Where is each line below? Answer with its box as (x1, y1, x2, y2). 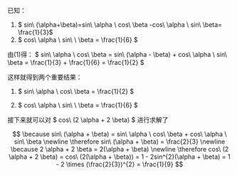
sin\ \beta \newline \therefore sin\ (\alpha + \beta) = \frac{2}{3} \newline (14, 137, 226, 146)
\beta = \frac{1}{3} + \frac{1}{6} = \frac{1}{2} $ (7, 58, 144, 66)
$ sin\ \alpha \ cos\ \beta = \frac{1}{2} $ (17, 87, 134, 95)
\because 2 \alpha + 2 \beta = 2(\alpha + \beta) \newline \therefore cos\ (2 (10, 145, 229, 153)
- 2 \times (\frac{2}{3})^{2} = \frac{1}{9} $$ (56, 160, 184, 169)
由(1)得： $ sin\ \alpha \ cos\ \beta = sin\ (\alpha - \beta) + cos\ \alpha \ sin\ (7, 51, 228, 58)
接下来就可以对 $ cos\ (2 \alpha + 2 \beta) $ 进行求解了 (7, 116, 169, 124)
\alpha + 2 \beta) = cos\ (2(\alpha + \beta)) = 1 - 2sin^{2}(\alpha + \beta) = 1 (9, 152, 231, 161)
